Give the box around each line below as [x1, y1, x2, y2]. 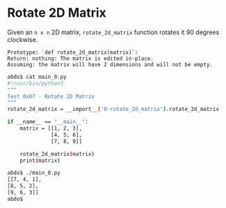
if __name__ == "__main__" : [7, 119, 89, 126]
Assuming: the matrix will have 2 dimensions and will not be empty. [7, 61, 213, 68]
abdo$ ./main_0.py [7, 170, 60, 177]
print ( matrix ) [19, 157, 60, 164]
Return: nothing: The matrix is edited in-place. [7, 54, 154, 62]
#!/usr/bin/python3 [7, 80, 64, 87]
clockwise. [7, 35, 38, 43]
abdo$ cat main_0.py [7, 73, 67, 80]
